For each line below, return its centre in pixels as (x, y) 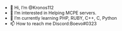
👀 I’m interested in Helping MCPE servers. (53, 13)
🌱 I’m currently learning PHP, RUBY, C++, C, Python (63, 18)
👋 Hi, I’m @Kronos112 (32, 8)
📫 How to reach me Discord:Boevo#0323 (53, 24)
